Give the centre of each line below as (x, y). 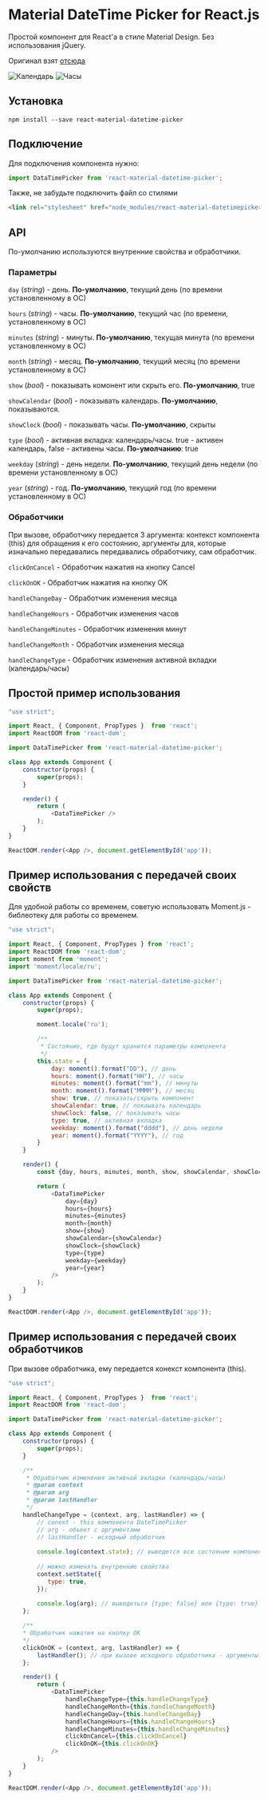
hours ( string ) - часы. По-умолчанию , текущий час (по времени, (118, 313)
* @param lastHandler (62, 1500)
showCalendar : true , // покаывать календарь (126, 1106)
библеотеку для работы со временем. (74, 916)
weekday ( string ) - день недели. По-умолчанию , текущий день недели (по (133, 464)
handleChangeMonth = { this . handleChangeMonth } (140, 1707)
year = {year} (85, 1268)
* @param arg (47, 1493)
